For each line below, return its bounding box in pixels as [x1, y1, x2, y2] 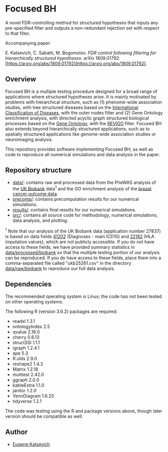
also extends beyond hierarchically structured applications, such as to [5, 126, 150, 132]
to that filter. [5, 30, 31, 36]
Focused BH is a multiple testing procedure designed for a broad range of [5, 88, 157, 94]
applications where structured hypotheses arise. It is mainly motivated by [5, 93, 156, 99]
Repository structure [5, 166, 72, 175]
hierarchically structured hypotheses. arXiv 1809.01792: [5, 55, 120, 61]
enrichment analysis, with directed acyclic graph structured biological [5, 115, 149, 121]
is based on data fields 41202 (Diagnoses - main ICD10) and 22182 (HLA [5, 233, 154, 239]
